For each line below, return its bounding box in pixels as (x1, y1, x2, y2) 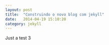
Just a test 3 (5, 35, 31, 41)
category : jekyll (5, 21, 42, 26)
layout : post (5, 7, 33, 12)
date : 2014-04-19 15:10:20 (5, 16, 66, 21)
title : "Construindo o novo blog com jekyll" (5, 12, 104, 17)
